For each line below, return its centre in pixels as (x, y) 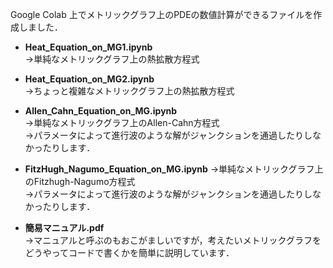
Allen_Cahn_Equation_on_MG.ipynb (101, 111)
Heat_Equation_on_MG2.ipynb (89, 79)
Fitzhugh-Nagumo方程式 (84, 181)
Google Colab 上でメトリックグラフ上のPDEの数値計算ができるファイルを (162, 14)
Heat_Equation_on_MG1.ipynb (88, 47)
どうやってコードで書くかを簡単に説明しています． (129, 252)
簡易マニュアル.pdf (64, 227)
